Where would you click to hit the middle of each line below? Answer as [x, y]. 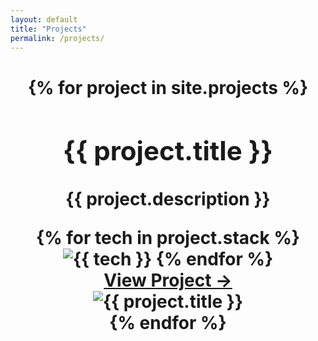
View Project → [168, 280]
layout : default [44, 19]
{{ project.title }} [168, 151]
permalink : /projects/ [57, 38]
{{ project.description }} [168, 199]
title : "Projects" [48, 29]
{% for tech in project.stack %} [168, 238]
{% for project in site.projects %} [168, 87]
